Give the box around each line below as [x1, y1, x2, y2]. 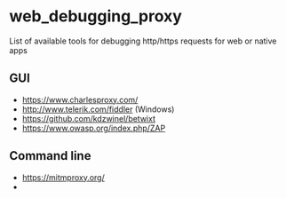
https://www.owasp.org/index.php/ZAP [21, 123, 166, 133]
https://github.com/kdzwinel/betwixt [21, 113, 155, 123]
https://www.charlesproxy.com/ [21, 94, 139, 105]
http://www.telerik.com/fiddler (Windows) [21, 104, 175, 115]
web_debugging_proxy [9, 6, 182, 27]
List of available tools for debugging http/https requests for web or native [9, 36, 277, 46]
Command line [9, 148, 91, 163]
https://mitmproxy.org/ [21, 171, 105, 183]
